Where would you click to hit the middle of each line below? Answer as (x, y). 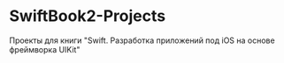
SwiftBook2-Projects (88, 16)
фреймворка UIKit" (45, 49)
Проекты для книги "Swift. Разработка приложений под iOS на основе (142, 40)
